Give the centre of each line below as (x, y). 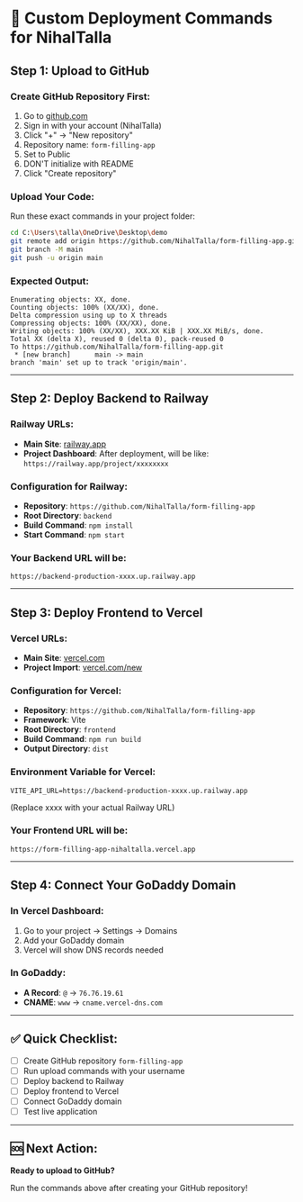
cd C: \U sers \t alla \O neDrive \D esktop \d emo (89, 233)
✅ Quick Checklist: (64, 1039)
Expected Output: (49, 281)
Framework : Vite (54, 720)
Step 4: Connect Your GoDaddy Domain (123, 886)
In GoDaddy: (38, 973)
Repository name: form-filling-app (89, 144)
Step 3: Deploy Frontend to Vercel (107, 613)
